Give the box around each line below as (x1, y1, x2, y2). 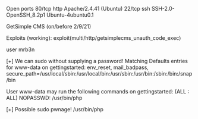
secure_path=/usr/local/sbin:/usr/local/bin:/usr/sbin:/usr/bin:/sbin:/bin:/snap (6, 70, 193, 77)
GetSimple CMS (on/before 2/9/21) (6, 23, 92, 30)
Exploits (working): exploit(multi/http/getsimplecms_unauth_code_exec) (6, 35, 181, 41)
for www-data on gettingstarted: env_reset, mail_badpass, (6, 64, 149, 71)
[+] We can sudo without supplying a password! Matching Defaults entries (6, 58, 188, 64)
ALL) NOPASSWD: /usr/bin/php (6, 95, 83, 101)
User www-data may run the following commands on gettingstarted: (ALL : (6, 88, 189, 95)
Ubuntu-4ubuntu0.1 (46, 11, 94, 18)
